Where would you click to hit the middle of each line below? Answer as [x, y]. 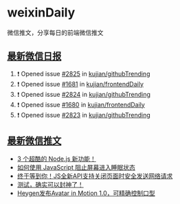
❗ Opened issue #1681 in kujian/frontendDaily [80, 84]
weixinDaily [41, 13]
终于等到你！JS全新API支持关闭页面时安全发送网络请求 [95, 176]
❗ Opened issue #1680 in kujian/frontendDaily [81, 104]
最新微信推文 [34, 141]
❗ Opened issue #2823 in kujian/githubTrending [84, 115]
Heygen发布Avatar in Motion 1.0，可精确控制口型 [86, 193]
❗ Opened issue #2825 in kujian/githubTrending [83, 73]
